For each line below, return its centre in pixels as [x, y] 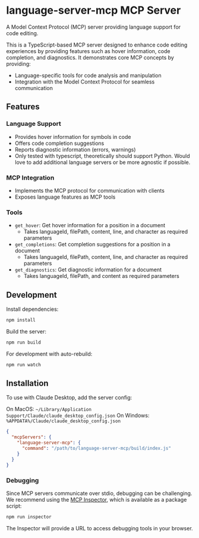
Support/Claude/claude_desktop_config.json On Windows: [78, 416]
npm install [21, 320]
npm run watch [24, 364]
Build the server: [26, 331]
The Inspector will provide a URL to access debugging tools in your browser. [99, 528]
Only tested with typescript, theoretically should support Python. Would [102, 156]
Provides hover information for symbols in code [73, 137]
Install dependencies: [32, 309]
